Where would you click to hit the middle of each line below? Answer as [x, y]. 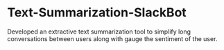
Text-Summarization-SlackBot [97, 13]
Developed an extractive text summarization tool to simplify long [99, 32]
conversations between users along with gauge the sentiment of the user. [112, 38]
